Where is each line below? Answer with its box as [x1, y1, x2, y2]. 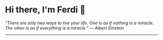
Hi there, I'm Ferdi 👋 [5, 4, 86, 15]
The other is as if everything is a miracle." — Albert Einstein [5, 25, 124, 30]
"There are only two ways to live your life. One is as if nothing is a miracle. [5, 20, 154, 26]
